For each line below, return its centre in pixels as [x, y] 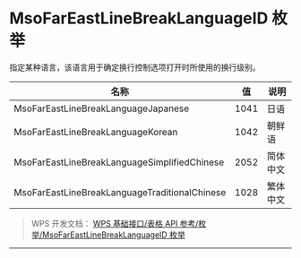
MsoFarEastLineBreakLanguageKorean [96, 132]
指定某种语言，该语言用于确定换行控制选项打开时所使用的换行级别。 [135, 67]
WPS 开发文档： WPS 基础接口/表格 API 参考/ [115, 223]
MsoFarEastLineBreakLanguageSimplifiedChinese [119, 162]
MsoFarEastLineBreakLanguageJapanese [102, 108]
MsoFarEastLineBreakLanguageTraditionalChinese [120, 192]
